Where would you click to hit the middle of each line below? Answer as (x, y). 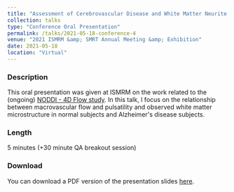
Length (20, 133)
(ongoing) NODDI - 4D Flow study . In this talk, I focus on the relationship (111, 100)
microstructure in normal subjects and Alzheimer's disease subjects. (106, 115)
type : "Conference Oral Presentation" (64, 27)
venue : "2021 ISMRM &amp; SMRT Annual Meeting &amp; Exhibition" (104, 40)
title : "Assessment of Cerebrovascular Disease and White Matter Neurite (117, 14)
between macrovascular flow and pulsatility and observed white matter (110, 107)
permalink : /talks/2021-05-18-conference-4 (72, 33)
